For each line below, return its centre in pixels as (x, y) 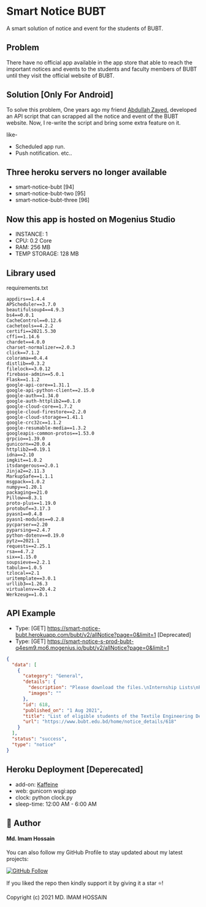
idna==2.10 (20, 455)
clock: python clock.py (44, 797)
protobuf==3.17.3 (29, 508)
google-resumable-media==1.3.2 (46, 428)
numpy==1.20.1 (25, 487)
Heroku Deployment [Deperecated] (75, 770)
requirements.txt (27, 288)
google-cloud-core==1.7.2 (39, 407)
